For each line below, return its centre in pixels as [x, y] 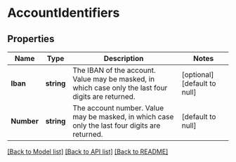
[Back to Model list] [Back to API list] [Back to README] [88, 151]
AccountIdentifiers [64, 13]
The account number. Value [118, 108]
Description [124, 59]
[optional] [198, 75]
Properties [31, 39]
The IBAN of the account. [114, 70]
